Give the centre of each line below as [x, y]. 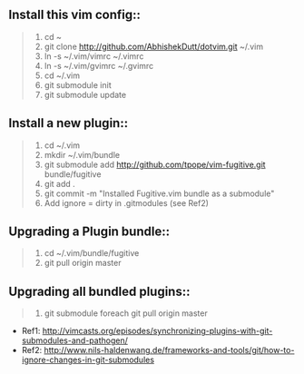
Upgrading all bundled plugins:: [99, 291]
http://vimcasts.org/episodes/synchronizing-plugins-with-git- [157, 331]
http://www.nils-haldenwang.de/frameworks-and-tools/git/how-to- [169, 350]
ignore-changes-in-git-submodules [88, 360]
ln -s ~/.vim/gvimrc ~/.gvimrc [99, 65]
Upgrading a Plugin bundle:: [89, 232]
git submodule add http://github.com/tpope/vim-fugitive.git [155, 164]
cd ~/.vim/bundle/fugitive [92, 253]
